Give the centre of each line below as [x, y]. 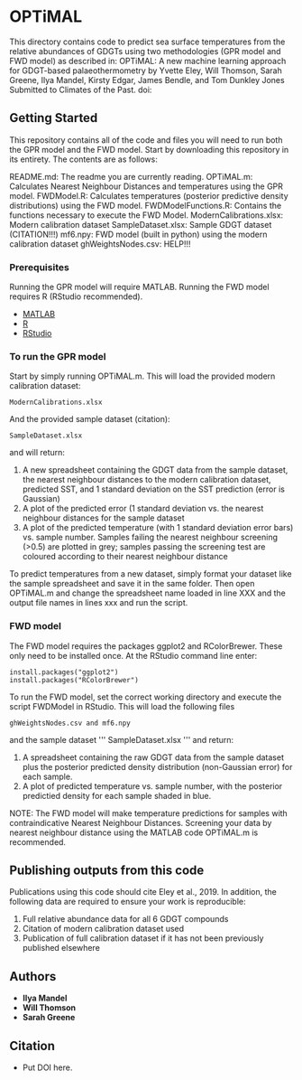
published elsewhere [61, 948]
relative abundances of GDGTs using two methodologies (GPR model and [145, 51]
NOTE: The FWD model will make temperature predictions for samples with [149, 813]
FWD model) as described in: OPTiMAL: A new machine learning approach [148, 61]
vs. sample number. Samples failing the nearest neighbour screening [150, 537]
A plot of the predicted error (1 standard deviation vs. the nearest [143, 509]
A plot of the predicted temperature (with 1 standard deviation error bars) [158, 528]
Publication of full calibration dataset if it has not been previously [143, 938]
